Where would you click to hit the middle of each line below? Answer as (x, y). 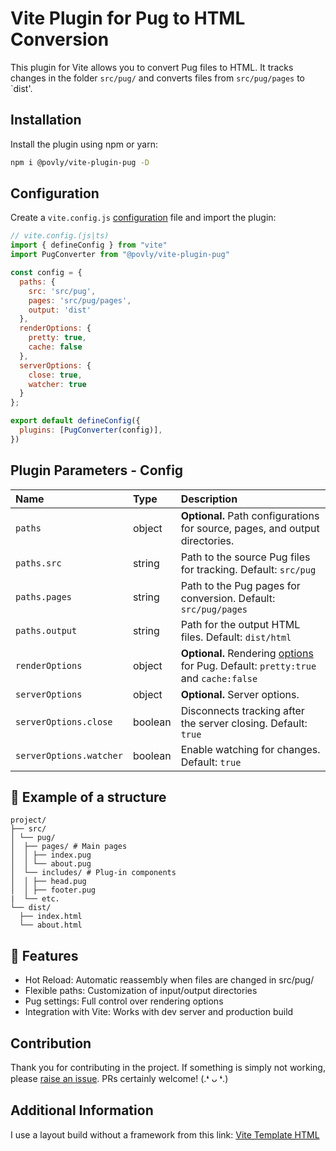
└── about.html (51, 925)
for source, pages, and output (250, 528)
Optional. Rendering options (247, 653)
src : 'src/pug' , (62, 291)
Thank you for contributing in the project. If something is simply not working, (168, 1068)
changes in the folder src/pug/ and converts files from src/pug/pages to (158, 78)
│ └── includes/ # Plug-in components (93, 873)
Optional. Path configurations (250, 515)
